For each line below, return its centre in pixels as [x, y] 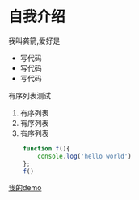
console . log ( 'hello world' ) [84, 156]
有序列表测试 [29, 95]
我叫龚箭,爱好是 [34, 41]
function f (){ [46, 148]
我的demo [25, 188]
